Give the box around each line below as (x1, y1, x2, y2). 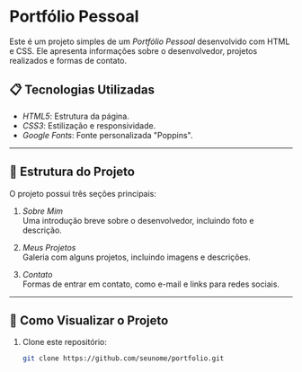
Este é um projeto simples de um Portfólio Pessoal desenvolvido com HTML (9, 36, 290, 47)
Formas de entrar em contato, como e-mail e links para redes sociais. (22, 279, 280, 289)
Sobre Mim (22, 205, 64, 217)
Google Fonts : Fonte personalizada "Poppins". (22, 129, 193, 140)
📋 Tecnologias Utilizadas (9, 83, 155, 98)
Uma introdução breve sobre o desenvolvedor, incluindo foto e (22, 215, 254, 226)
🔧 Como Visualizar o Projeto (9, 313, 169, 328)
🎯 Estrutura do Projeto (9, 164, 135, 180)
